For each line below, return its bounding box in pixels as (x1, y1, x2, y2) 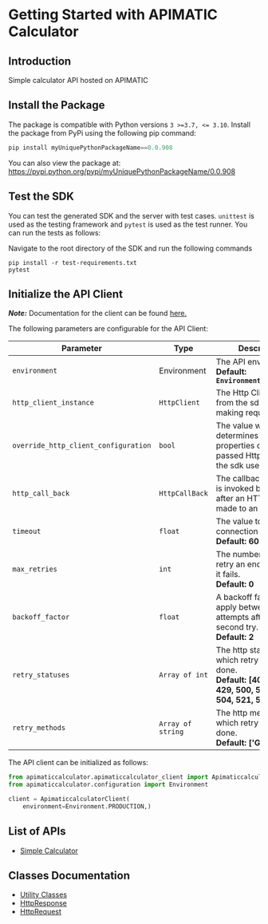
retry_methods (12, 724, 66, 732)
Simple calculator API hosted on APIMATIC (8, 76, 149, 85)
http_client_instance (12, 398, 94, 408)
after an (215, 493, 246, 504)
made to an (215, 503, 258, 514)
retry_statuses (12, 670, 70, 680)
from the (215, 397, 249, 409)
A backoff (215, 592, 253, 603)
